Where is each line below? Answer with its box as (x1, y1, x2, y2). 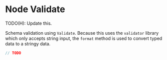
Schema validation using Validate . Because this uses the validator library (5, 30, 159, 36)
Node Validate (5, 4, 65, 15)
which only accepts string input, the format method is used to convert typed (5, 35, 162, 41)
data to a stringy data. (5, 40, 51, 46)
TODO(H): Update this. (5, 20, 52, 26)
